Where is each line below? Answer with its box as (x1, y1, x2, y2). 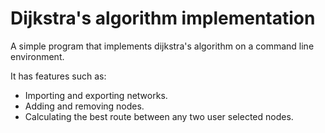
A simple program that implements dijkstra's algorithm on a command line (10, 40, 315, 52)
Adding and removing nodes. (24, 100, 145, 112)
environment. (10, 50, 65, 62)
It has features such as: (10, 70, 107, 82)
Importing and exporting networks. (24, 89, 168, 101)
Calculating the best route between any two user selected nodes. (24, 110, 294, 122)
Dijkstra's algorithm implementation (10, 7, 316, 30)
